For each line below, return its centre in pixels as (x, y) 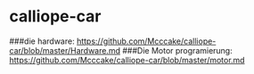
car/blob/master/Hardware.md (65, 50)
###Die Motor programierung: (177, 50)
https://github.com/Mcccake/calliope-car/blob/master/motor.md (127, 60)
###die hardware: (42, 41)
